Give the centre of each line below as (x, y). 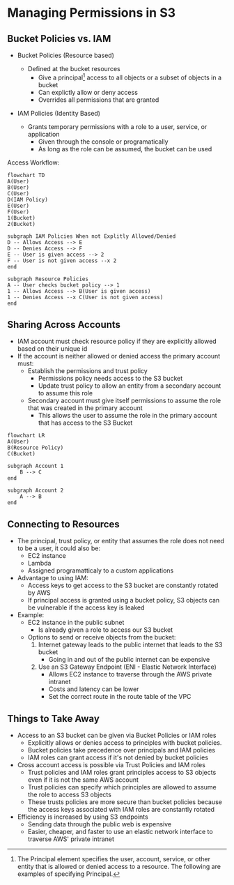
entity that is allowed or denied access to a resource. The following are (119, 867)
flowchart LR (26, 436)
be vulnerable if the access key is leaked (86, 607)
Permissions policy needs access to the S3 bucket (110, 379)
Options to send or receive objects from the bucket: (102, 637)
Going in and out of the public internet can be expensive (129, 660)
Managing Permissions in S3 (92, 13)
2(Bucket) (22, 224)
